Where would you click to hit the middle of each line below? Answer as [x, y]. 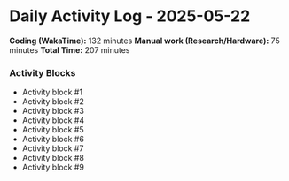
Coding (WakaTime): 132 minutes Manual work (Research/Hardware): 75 [145, 41]
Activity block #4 [53, 120]
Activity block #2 [53, 102]
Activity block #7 [53, 148]
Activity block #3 [53, 111]
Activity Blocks [43, 72]
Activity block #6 [53, 140]
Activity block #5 [53, 130]
